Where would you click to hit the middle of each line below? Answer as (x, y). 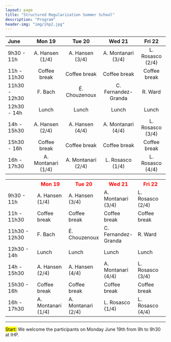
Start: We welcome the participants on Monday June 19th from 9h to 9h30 (83, 329)
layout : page (19, 10)
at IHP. (12, 335)
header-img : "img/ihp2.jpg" (35, 24)
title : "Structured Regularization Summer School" (60, 15)
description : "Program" (31, 19)
